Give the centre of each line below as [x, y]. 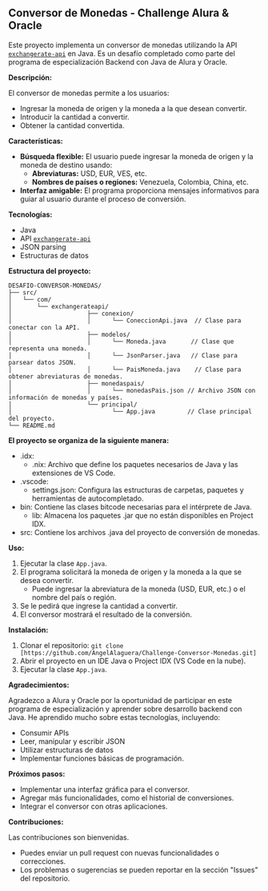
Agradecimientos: [39, 685]
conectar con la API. [44, 327]
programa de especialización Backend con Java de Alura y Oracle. [118, 62]
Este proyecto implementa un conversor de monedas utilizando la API [123, 45]
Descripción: [30, 77]
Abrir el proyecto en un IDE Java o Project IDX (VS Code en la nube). [133, 661]
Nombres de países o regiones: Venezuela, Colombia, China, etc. [140, 182]
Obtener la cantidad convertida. [72, 125]
